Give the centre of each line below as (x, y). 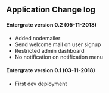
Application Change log (51, 10)
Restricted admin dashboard (49, 50)
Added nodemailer (38, 38)
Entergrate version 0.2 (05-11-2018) (52, 25)
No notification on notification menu (59, 57)
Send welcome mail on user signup (58, 44)
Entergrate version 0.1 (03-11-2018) (51, 70)
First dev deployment (41, 84)
